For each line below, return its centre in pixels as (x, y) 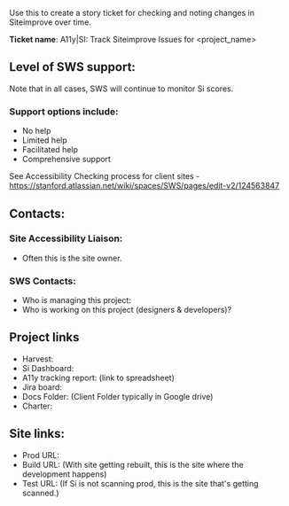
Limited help (45, 140)
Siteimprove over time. (50, 22)
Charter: (37, 406)
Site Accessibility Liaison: (66, 238)
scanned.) (40, 493)
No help (36, 131)
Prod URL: (41, 455)
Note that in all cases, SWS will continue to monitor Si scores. (121, 89)
